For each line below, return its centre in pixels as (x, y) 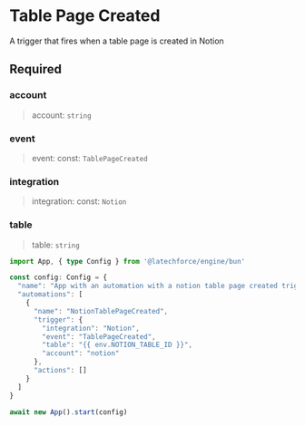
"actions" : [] (60, 371)
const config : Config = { (58, 277)
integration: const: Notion (79, 201)
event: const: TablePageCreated (89, 158)
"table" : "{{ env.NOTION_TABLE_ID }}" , (118, 345)
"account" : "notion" (81, 353)
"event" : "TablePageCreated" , (99, 336)
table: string (55, 245)
